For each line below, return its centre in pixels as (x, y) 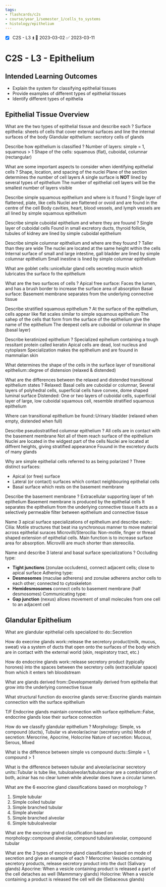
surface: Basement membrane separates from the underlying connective (79, 294)
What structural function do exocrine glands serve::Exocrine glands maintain (83, 697)
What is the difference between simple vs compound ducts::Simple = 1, (78, 752)
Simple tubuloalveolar (34, 823)
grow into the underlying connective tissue (49, 687)
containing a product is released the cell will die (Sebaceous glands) (75, 879)
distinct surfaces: (23, 467)
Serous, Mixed (20, 742)
